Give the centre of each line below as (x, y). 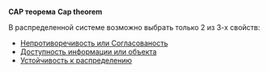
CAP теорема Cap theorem (55, 12)
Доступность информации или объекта (88, 52)
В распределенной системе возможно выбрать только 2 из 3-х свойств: (134, 27)
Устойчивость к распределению (76, 60)
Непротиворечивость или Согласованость (94, 43)
